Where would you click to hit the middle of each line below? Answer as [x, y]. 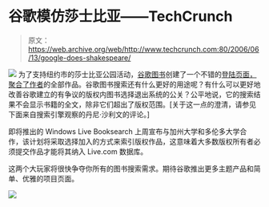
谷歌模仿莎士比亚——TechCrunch [120, 16]
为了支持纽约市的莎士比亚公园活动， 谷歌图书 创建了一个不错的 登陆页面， [137, 74]
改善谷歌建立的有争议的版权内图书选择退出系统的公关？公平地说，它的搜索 [131, 94]
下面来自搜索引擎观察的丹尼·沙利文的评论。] [79, 114]
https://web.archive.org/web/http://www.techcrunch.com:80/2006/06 [143, 49]
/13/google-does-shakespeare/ [79, 58]
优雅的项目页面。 [50, 178]
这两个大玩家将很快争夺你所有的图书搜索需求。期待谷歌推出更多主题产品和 [131, 168]
